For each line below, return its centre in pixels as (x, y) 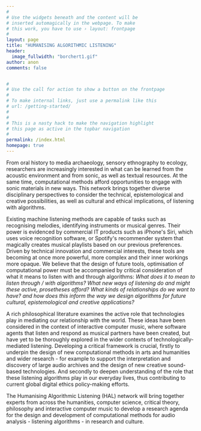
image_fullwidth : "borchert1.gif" (55, 57)
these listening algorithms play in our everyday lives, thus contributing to (96, 377)
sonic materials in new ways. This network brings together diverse (88, 188)
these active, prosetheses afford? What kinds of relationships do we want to (101, 289)
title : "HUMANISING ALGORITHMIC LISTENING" (61, 46)
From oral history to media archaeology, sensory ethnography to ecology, (97, 163)
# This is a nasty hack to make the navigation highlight (80, 123)
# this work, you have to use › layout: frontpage (71, 29)
